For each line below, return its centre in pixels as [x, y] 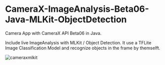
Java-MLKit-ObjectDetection [66, 19]
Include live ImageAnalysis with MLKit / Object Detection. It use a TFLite [78, 42]
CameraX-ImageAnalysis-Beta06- [77, 9]
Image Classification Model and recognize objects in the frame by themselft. [83, 48]
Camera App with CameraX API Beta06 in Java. [53, 33]
